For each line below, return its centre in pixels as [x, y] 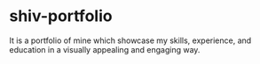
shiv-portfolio [61, 16]
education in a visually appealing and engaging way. [105, 49]
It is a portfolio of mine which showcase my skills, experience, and [130, 40]
